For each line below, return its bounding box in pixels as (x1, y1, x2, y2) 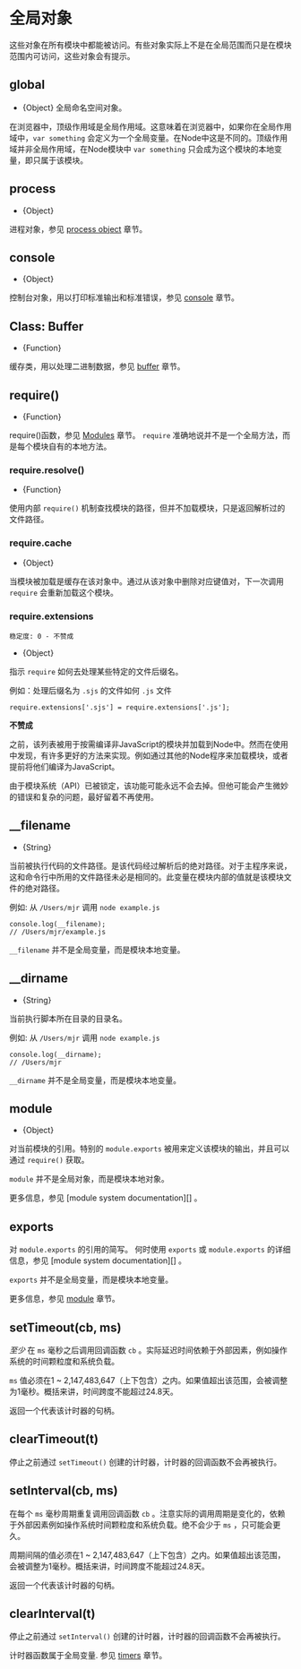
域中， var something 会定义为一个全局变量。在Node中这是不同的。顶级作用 (9, 132, 288, 143)
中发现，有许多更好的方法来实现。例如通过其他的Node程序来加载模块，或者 (9, 750, 288, 761)
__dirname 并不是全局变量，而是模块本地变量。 (9, 1074, 182, 1085)
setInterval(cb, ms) (9, 1484, 118, 1499)
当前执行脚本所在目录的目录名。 (9, 1013, 127, 1024)
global (9, 77, 46, 92)
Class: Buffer (9, 319, 84, 334)
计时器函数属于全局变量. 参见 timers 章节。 (9, 1650, 168, 1661)
